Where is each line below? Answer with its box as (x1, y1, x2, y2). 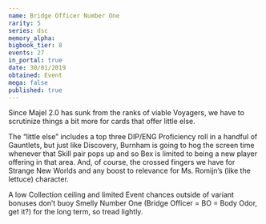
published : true (8, 86, 62, 94)
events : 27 (8, 49, 45, 57)
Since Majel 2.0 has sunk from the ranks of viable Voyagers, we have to (8, 108, 244, 118)
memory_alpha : (8, 34, 56, 42)
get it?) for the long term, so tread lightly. (8, 207, 143, 217)
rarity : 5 (8, 19, 42, 27)
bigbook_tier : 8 (8, 42, 62, 50)
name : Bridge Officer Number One (8, 11, 120, 20)
